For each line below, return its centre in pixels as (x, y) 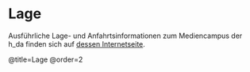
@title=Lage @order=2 (46, 59)
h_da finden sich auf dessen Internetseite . (77, 44)
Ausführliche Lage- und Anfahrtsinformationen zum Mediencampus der (125, 36)
